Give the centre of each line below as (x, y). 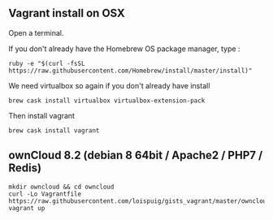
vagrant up (27, 208)
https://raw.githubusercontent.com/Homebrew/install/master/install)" (130, 71)
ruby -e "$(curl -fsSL (47, 63)
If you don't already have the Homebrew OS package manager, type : (124, 49)
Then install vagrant (42, 115)
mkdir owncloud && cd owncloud (61, 187)
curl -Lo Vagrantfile (45, 194)
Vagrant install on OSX (67, 13)
